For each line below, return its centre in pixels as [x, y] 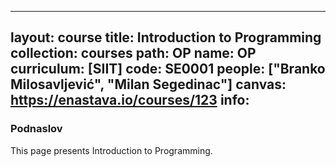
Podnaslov [36, 129]
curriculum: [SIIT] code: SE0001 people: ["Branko [168, 69]
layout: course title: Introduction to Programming [166, 37]
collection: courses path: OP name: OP [133, 53]
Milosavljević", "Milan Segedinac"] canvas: [148, 84]
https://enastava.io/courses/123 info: [130, 100]
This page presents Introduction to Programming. [111, 150]
